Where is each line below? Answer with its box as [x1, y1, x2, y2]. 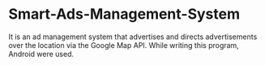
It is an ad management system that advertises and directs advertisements [8, 32, 258, 41]
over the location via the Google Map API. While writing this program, [8, 40, 239, 50]
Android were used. [8, 49, 75, 58]
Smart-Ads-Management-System [8, 5, 241, 24]
